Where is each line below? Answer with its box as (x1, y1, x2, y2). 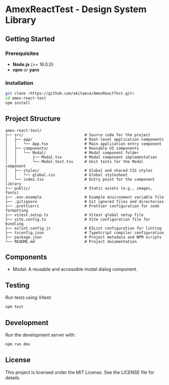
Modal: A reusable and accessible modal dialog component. (12, 266, 138, 272)
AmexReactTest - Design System (5, 4, 147, 15)
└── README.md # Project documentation (5, 239, 137, 244)
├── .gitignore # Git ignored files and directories (5, 199, 164, 204)
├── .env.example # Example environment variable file (5, 195, 164, 200)
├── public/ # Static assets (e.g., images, (5, 185, 153, 191)
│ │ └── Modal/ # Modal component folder (5, 150, 139, 155)
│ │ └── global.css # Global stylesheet (5, 172, 128, 177)
